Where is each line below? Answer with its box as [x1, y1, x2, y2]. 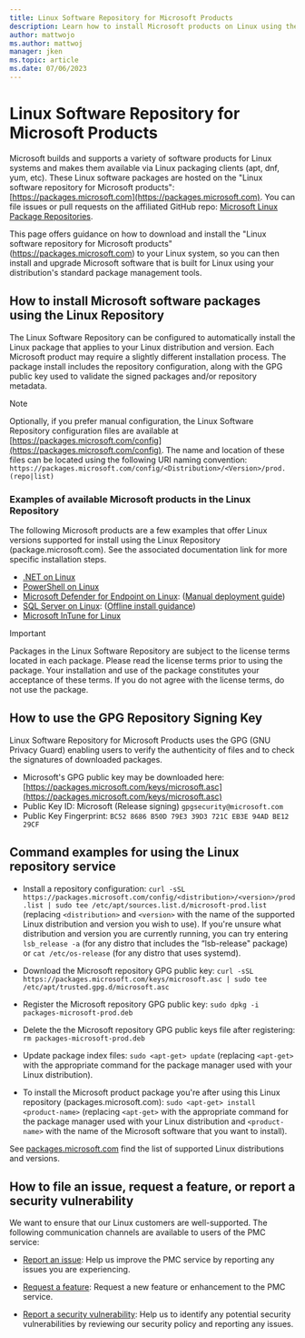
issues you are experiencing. [22, 1264, 131, 1275]
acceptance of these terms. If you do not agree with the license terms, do [9, 674, 285, 685]
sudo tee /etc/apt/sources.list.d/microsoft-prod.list [55, 900, 268, 910]
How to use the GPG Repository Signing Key [9, 711, 263, 726]
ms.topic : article [9, 56, 79, 65]
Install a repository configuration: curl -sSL [22, 883, 186, 894]
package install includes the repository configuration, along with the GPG [9, 360, 283, 371]
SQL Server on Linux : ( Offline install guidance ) [22, 600, 197, 611]
